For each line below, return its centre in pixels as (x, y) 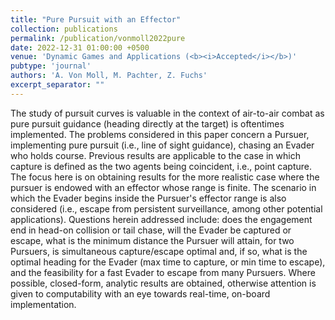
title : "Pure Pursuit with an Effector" (96, 19)
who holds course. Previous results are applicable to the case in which (155, 155)
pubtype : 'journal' (51, 66)
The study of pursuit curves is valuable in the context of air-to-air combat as (167, 113)
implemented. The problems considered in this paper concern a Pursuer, (160, 134)
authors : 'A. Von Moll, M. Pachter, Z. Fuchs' (109, 76)
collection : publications (64, 29)
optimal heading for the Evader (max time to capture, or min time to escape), (168, 262)
